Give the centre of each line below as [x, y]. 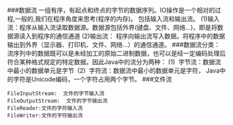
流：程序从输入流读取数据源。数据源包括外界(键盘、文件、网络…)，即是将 [112, 27]
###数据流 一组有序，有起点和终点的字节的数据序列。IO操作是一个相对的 [111, 10]
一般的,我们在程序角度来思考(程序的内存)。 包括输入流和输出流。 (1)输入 [118, 19]
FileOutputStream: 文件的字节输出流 [58, 101]
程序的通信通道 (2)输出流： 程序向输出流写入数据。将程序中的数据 [131, 36]
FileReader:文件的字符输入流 [45, 108]
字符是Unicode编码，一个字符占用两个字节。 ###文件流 [92, 79]
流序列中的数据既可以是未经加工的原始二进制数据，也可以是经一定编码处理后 [116, 53]
